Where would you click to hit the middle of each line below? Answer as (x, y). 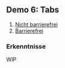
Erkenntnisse (26, 46)
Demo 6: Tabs (32, 10)
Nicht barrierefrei (36, 24)
